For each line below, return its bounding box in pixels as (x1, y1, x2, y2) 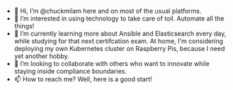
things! (13, 22, 35, 30)
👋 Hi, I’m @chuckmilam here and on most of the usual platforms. (13, 7, 202, 15)
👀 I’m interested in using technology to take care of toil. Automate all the (13, 14, 225, 23)
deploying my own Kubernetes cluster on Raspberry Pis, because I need (13, 45, 225, 52)
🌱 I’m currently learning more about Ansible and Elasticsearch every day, (13, 29, 227, 38)
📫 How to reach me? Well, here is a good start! (13, 75, 152, 83)
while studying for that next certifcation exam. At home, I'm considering (13, 37, 224, 45)
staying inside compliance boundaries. (13, 67, 127, 75)
